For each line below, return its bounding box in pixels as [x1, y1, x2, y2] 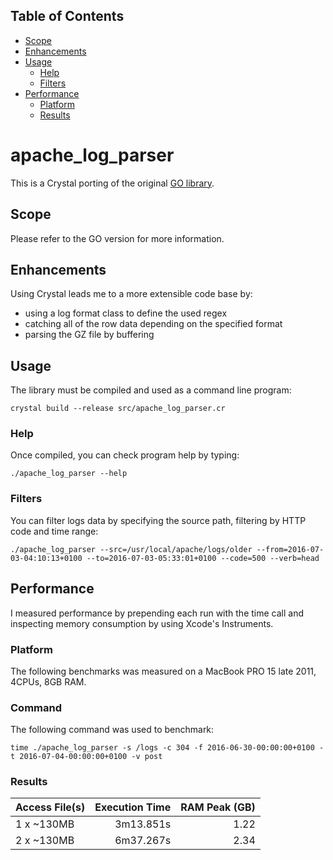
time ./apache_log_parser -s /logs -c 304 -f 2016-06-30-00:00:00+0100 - [10, 743, 325, 753]
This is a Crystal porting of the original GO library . [10, 177, 215, 189]
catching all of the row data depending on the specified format [24, 318, 283, 330]
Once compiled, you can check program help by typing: [10, 449, 240, 461]
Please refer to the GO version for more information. [10, 232, 225, 244]
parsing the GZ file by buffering [24, 329, 155, 341]
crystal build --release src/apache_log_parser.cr [10, 404, 226, 414]
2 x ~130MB [15, 834, 75, 848]
